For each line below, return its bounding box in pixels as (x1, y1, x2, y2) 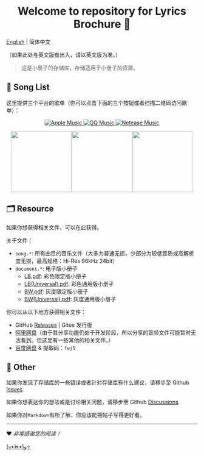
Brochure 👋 (73, 17, 131, 31)
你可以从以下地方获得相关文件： (6, 308, 86, 315)
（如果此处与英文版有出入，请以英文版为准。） (6, 51, 121, 59)
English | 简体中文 (6, 38, 51, 45)
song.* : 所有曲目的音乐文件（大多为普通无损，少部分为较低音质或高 (15, 249, 184, 257)
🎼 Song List (6, 82, 50, 93)
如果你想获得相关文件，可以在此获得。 (6, 224, 102, 231)
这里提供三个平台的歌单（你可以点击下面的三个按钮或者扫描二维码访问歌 (6, 99, 187, 106)
